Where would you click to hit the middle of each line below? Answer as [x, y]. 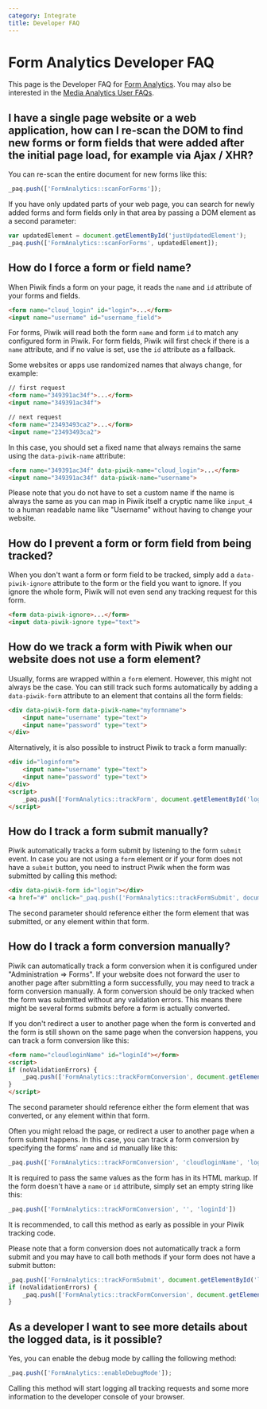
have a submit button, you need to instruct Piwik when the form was [119, 868]
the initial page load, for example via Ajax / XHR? [131, 155]
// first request [37, 388]
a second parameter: [43, 221]
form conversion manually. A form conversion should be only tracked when [131, 991]
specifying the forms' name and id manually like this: [93, 1148]
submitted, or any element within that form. [79, 921]
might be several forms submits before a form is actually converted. [119, 1008]
